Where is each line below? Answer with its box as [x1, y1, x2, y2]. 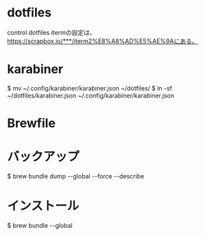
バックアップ [7, 149, 80, 165]
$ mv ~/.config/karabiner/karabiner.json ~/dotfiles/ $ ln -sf [7, 84, 173, 92]
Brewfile [7, 115, 56, 131]
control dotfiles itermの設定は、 [7, 28, 96, 36]
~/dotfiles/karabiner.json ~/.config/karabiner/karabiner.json [7, 91, 175, 99]
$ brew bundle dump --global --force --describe [7, 172, 145, 180]
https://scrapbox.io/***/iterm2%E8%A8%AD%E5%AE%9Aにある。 [7, 36, 198, 45]
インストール [7, 198, 80, 214]
